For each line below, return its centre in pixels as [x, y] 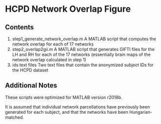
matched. [15, 117]
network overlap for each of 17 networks [53, 44]
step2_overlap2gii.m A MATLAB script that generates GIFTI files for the [83, 49]
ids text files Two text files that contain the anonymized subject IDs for [83, 65]
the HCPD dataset [30, 70]
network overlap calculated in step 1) [49, 60]
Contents [20, 27]
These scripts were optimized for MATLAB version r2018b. [64, 97]
